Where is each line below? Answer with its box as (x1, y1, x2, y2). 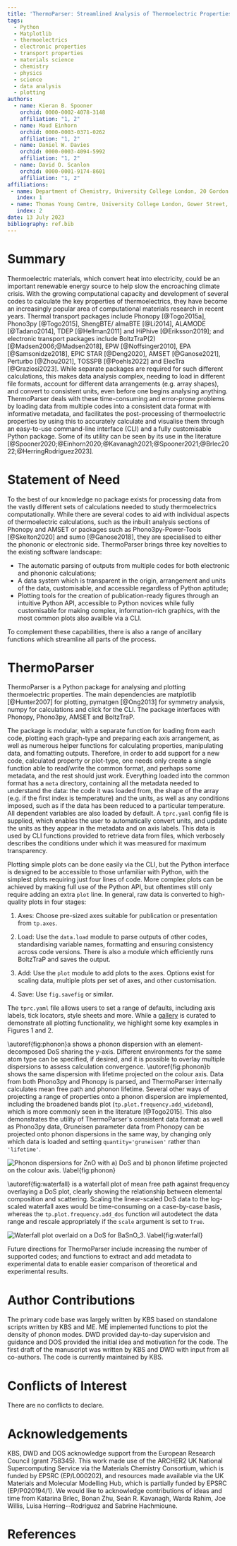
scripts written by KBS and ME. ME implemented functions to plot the (7, 1323, 208, 1331)
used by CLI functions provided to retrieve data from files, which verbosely (7, 831, 225, 840)
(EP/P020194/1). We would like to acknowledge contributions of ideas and (7, 1487, 222, 1495)
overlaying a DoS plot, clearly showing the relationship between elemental (7, 1187, 223, 1196)
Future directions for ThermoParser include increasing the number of (7, 1244, 208, 1254)
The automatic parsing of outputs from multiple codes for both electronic (17, 561, 230, 569)
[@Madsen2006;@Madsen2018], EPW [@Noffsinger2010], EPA (7, 342, 192, 350)
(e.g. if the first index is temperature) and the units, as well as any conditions (7, 794, 230, 802)
